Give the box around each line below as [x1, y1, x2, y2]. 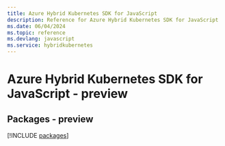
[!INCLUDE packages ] [7, 132, 69, 139]
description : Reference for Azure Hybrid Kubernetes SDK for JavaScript [7, 16, 219, 23]
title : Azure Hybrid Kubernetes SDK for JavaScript [7, 10, 157, 17]
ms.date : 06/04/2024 [7, 23, 66, 29]
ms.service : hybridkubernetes [7, 42, 94, 49]
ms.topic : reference [7, 29, 66, 36]
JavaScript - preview [7, 86, 129, 101]
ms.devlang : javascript [7, 36, 75, 42]
